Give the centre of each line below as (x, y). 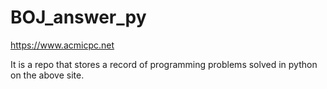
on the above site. (47, 75)
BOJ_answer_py (78, 17)
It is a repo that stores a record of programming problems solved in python (164, 64)
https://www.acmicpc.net (62, 45)
